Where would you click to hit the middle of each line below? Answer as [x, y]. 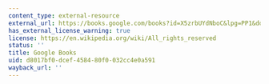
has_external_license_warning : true [69, 30]
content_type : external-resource [64, 16]
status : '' [26, 46]
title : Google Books [43, 53]
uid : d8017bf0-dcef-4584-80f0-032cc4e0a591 [82, 61]
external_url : [32, 23]
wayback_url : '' [35, 68]
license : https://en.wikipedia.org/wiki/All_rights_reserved [112, 38]
